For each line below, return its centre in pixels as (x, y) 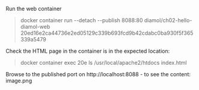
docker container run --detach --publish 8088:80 (81, 20)
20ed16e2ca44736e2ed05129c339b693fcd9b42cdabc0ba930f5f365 (107, 33)
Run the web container (34, 9)
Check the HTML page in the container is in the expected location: (88, 51)
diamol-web (35, 27)
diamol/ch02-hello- (168, 20)
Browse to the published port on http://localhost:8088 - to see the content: (98, 74)
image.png (19, 81)
